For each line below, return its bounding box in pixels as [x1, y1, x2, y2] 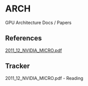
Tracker [5, 62, 30, 70]
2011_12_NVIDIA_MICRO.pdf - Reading [5, 75, 83, 81]
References [5, 34, 42, 42]
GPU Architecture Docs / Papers [5, 19, 71, 25]
